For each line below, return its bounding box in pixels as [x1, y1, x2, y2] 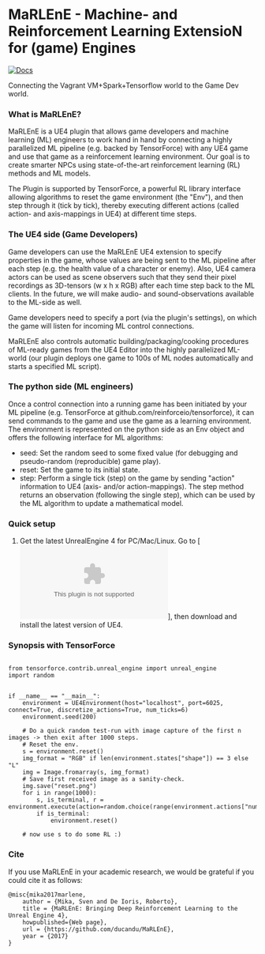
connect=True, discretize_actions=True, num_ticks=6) [8, 706, 189, 715]
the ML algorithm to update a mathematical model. [19, 498, 184, 507]
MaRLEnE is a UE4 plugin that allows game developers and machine [8, 126, 230, 136]
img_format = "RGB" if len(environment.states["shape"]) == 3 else [22, 755, 248, 763]
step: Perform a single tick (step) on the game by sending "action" [19, 473, 235, 483]
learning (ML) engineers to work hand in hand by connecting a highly [8, 135, 233, 145]
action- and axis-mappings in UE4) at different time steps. [8, 209, 197, 219]
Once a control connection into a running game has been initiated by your [8, 399, 248, 409]
